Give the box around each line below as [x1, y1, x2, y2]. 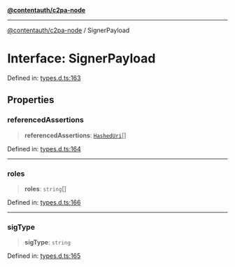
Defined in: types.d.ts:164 [7, 144, 82, 153]
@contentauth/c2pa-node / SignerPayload [7, 26, 130, 34]
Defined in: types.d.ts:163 [7, 74, 81, 82]
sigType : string [24, 238, 71, 247]
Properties [7, 94, 55, 106]
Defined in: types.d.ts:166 [7, 198, 81, 206]
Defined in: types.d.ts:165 [7, 252, 81, 260]
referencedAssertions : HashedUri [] [24, 131, 127, 139]
